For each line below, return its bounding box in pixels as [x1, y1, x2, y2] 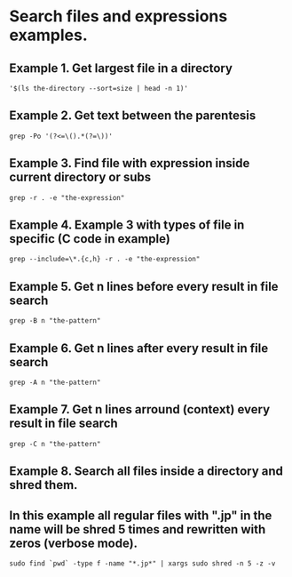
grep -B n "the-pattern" [9, 317, 101, 325]
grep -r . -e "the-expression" [9, 193, 125, 202]
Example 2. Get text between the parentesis [9, 108, 256, 124]
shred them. [9, 477, 78, 493]
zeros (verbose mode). [9, 535, 138, 550]
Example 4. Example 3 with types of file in [9, 218, 245, 233]
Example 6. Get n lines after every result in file [9, 341, 269, 356]
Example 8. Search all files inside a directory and [9, 464, 284, 479]
